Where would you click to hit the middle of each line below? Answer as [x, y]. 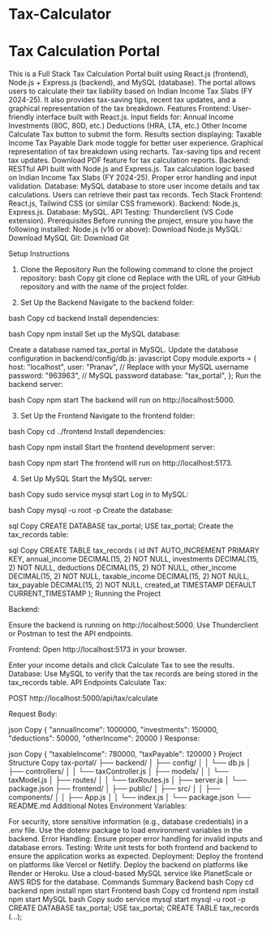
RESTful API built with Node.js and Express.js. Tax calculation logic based [131, 169]
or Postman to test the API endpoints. [71, 634]
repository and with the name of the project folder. [104, 287]
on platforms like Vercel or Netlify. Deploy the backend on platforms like [129, 865]
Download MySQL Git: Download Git [69, 238]
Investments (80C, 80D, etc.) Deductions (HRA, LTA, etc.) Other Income [128, 126]
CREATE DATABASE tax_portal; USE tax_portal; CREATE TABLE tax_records [134, 908]
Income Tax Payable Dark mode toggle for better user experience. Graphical [136, 143]
